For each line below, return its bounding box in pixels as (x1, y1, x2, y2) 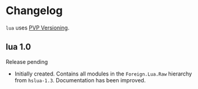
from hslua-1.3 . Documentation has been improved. (14, 76, 146, 83)
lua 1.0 (5, 42, 31, 52)
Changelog (5, 4, 63, 18)
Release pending (5, 58, 48, 65)
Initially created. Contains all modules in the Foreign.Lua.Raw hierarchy (14, 70, 193, 77)
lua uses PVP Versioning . (5, 24, 70, 31)
